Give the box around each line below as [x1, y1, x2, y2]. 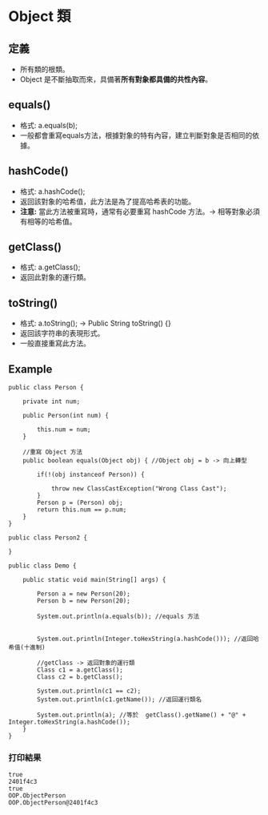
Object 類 [8, 7, 71, 26]
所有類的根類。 [19, 65, 70, 74]
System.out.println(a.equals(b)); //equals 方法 [37, 612, 200, 621]
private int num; [22, 397, 81, 405]
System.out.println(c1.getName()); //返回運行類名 [37, 696, 202, 704]
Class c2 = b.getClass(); [37, 673, 124, 681]
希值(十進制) [8, 644, 46, 652]
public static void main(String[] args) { [22, 576, 166, 584]
